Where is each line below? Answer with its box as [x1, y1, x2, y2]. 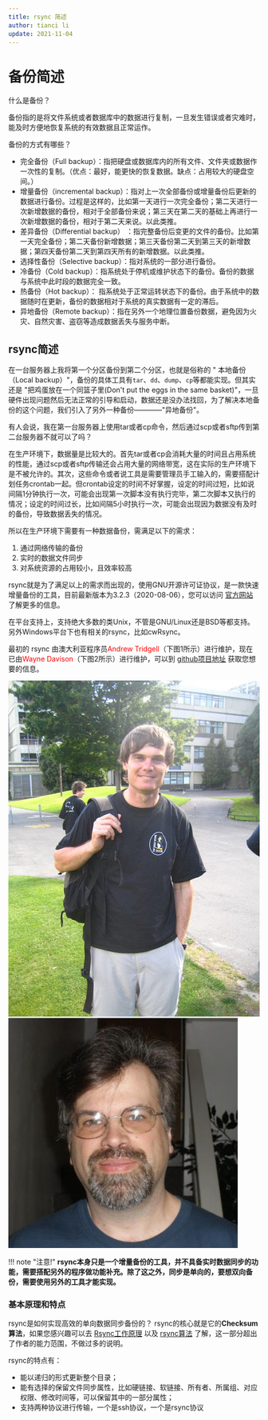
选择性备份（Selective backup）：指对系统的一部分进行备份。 [19, 257, 221, 266]
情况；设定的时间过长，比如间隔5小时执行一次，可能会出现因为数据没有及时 [8, 499, 258, 509]
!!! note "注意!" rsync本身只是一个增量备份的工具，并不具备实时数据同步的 [8, 1257, 252, 1267]
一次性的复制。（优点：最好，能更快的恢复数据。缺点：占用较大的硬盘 [19, 166, 247, 176]
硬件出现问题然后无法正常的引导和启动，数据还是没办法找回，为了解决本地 [8, 395, 253, 405]
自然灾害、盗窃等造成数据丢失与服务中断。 [33, 317, 174, 326]
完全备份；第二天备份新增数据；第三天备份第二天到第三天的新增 [33, 237, 244, 246]
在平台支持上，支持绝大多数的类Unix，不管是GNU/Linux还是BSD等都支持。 [8, 617, 255, 627]
